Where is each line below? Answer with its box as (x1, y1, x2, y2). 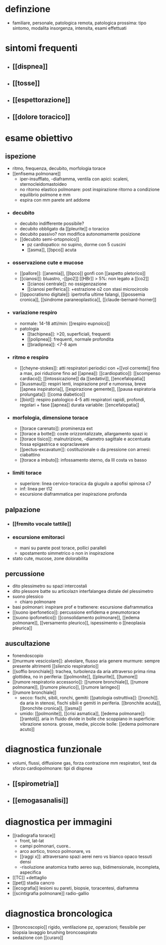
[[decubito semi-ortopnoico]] (19, 236, 79, 242)
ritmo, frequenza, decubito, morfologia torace (12, 165, 106, 171)
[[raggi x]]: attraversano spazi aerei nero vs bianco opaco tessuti (19, 853, 153, 860)
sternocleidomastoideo (19, 181, 67, 187)
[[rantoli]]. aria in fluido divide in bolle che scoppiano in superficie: (19, 716, 156, 722)
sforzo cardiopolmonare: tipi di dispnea (12, 765, 93, 771)
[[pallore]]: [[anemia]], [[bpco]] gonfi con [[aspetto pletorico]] (19, 270, 146, 276)
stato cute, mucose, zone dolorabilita (12, 556, 88, 562)
